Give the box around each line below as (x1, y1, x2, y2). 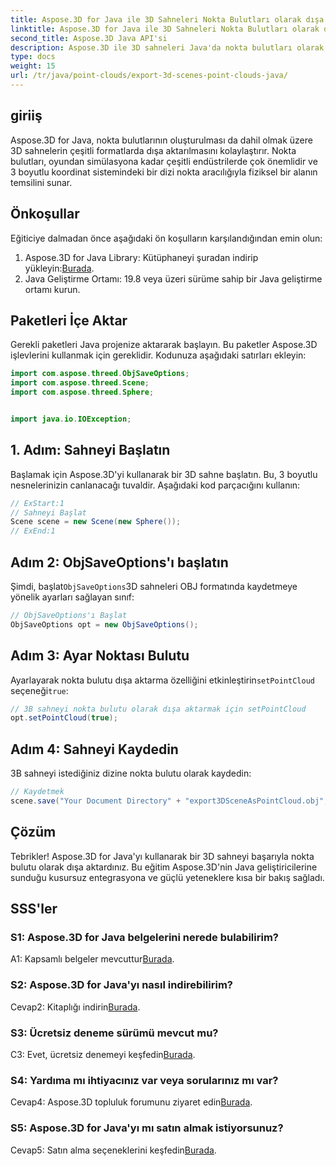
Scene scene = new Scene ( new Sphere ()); (10, 517, 182, 527)
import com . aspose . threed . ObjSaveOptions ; (10, 369, 190, 379)
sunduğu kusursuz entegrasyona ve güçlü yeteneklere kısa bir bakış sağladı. (10, 871, 325, 883)
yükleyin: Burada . (24, 262, 95, 274)
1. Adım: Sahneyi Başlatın (10, 442, 171, 459)
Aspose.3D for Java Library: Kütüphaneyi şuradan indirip (24, 251, 259, 263)
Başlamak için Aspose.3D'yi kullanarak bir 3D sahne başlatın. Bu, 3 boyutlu (10, 468, 318, 480)
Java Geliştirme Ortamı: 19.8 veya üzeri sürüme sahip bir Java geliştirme (24, 272, 323, 285)
